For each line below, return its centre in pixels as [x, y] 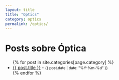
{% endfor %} [27, 73]
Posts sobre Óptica [46, 48]
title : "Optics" [22, 14]
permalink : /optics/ [27, 24]
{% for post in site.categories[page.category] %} [63, 62]
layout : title [20, 10]
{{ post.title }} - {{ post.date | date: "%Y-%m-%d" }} [60, 67]
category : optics [23, 19]
